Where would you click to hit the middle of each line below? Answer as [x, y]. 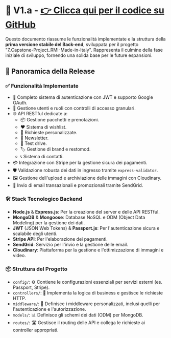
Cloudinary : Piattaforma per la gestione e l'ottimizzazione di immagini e [88, 250]
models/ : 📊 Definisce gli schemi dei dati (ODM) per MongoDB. [78, 315]
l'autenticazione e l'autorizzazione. [50, 309]
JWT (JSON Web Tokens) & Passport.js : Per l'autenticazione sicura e [86, 228]
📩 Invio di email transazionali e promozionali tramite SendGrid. [78, 185]
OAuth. [20, 102]
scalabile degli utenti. [35, 234]
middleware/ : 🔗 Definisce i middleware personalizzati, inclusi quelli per [86, 304]
